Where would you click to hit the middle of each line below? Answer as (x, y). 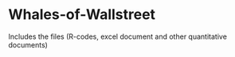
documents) (28, 44)
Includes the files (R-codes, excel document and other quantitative (117, 36)
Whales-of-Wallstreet (82, 15)
